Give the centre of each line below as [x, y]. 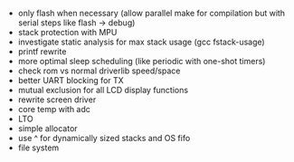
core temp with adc [54, 109]
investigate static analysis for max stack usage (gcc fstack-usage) [141, 42]
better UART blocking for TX [71, 80]
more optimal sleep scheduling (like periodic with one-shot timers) [142, 61]
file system [38, 148]
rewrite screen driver [57, 100]
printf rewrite [42, 52]
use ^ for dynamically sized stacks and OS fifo [104, 138]
